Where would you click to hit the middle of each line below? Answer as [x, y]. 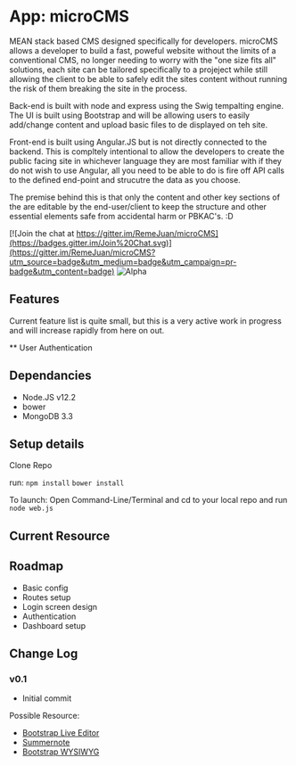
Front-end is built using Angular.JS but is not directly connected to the [138, 142]
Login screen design [60, 606]
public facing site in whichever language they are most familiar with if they [146, 161]
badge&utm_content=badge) [62, 271]
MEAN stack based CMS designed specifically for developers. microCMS [144, 41]
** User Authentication [51, 347]
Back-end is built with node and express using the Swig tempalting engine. [146, 105]
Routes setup [46, 597]
